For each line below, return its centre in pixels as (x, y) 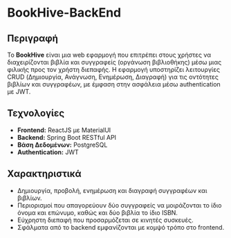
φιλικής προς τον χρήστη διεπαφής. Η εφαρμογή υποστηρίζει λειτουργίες (113, 70)
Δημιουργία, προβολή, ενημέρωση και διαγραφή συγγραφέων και (112, 190)
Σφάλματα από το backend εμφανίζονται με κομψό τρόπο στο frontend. (121, 227)
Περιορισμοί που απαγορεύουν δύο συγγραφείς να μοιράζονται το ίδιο (119, 205)
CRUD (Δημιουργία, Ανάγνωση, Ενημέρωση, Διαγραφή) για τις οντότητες (113, 77)
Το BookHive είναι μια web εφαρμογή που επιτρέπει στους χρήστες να (109, 55)
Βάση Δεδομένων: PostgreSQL (62, 145)
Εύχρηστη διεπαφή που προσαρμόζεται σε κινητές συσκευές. (105, 220)
